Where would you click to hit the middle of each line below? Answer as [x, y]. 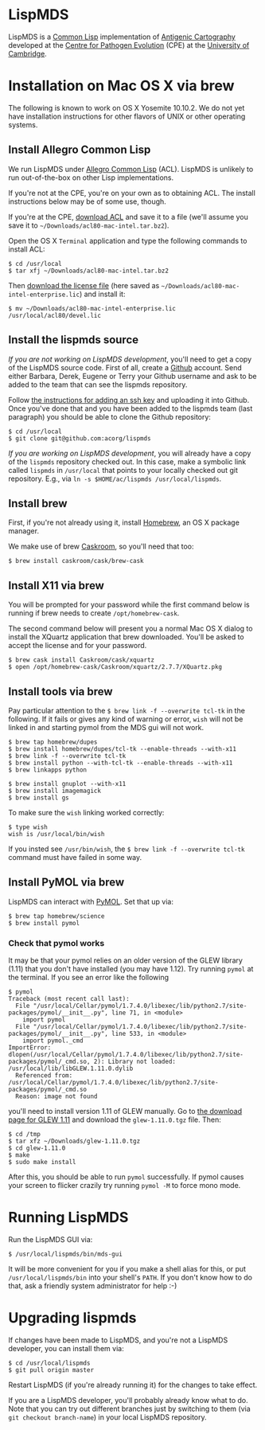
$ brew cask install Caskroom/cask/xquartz [82, 660]
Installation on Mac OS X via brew [121, 86]
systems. [23, 124]
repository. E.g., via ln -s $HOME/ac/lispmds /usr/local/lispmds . [115, 479]
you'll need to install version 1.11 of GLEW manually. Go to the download [125, 1112]
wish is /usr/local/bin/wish [57, 834]
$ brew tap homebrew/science [57, 916]
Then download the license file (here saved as [84, 285]
